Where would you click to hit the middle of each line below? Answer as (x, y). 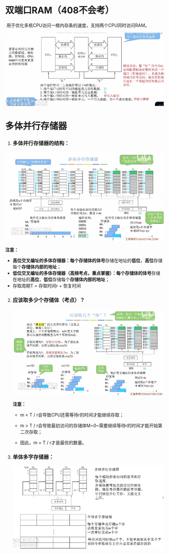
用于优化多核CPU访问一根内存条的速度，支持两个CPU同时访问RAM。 (78, 25)
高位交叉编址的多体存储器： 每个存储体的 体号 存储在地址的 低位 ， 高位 (83, 261)
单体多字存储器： (33, 457)
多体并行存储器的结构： (41, 143)
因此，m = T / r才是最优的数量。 (53, 442)
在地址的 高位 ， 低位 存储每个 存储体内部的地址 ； (61, 280)
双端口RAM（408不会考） (60, 10)
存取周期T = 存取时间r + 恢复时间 (47, 286)
